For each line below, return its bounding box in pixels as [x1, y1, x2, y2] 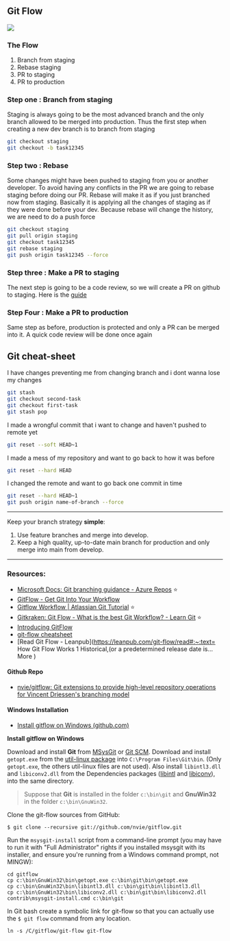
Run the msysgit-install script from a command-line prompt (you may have [7, 835, 222, 844]
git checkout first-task [7, 402, 78, 408]
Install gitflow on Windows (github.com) [16, 721, 129, 729]
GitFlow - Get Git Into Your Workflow [16, 595, 120, 603]
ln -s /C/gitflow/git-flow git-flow [7, 927, 112, 934]
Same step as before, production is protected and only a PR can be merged [7, 323, 220, 332]
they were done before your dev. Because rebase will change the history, [7, 206, 214, 214]
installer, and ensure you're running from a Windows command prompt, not [7, 850, 219, 859]
